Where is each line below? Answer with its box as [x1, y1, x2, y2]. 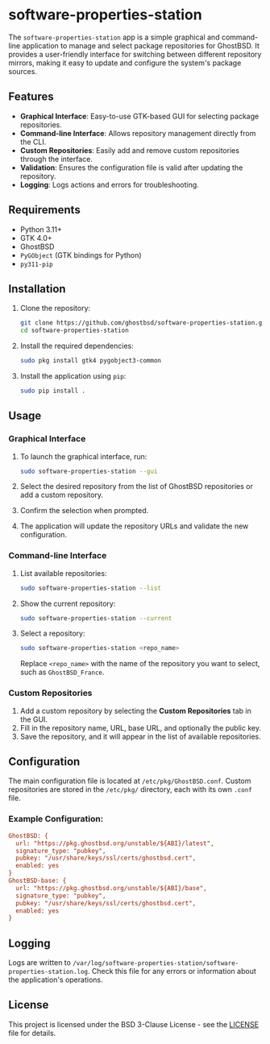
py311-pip [19, 260, 54, 268]
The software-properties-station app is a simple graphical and [8, 32, 220, 42]
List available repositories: [19, 568, 107, 578]
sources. [8, 66, 38, 76]
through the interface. [19, 154, 93, 164]
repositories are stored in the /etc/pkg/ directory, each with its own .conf [8, 785, 252, 794]
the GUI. [19, 715, 48, 724]
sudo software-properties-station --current [19, 614, 172, 622]
